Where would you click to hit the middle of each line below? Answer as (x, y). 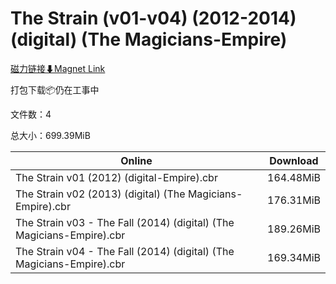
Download (294, 160)
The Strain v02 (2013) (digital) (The (100, 194)
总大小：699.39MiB (50, 135)
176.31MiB (294, 200)
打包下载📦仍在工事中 (55, 89)
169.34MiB (294, 257)
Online (136, 160)
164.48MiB (294, 177)
